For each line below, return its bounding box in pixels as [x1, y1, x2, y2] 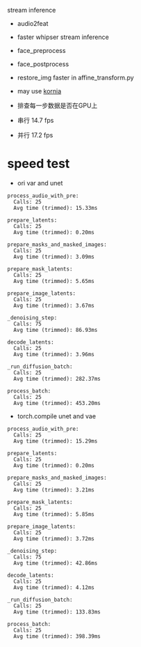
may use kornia [17, 87, 62, 95]
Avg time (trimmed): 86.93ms [13, 326, 98, 333]
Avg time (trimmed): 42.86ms [13, 559, 98, 567]
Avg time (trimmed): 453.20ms [13, 399, 101, 406]
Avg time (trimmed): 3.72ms [13, 535, 95, 542]
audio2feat [17, 20, 49, 27]
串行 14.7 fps [17, 116, 54, 124]
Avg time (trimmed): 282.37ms [13, 375, 101, 382]
